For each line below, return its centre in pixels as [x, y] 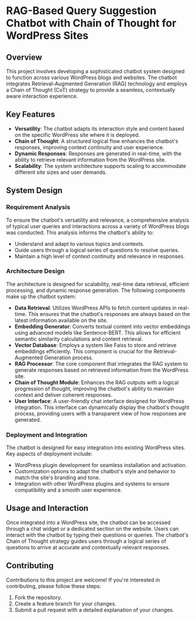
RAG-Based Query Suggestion [81, 11]
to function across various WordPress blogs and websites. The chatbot [92, 78]
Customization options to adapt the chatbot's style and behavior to [95, 472]
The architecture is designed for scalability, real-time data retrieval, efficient [97, 284]
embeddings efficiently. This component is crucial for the [83, 351]
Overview [24, 57]
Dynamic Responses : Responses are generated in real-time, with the [98, 153]
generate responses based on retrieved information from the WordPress [102, 370]
